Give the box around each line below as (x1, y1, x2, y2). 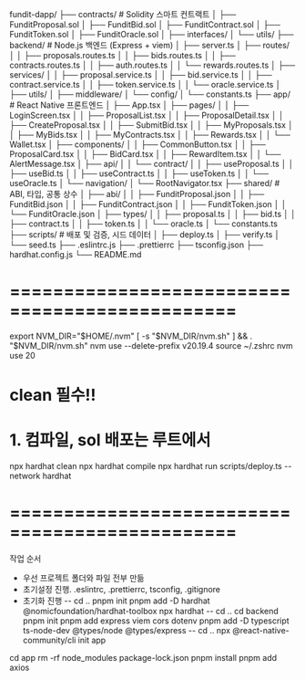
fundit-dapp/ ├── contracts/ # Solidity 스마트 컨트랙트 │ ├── (9, 9, 237, 19)
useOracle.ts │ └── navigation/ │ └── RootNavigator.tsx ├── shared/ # (9, 178, 280, 188)
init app (77, 634, 107, 645)
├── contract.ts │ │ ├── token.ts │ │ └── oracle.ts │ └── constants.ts (9, 218, 278, 229)
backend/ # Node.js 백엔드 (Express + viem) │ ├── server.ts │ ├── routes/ (9, 40, 290, 50)
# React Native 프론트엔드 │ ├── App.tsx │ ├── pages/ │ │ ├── (9, 99, 249, 110)
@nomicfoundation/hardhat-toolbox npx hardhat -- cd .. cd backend (22, 606, 280, 616)
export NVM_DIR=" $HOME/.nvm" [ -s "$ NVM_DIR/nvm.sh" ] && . (9, 330, 253, 341)
